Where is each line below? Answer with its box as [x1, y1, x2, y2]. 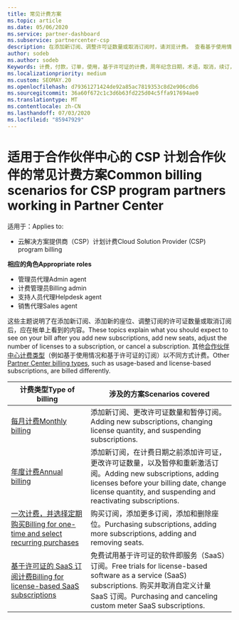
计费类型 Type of [19, 385, 75, 395]
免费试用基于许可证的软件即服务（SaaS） [90, 550, 225, 560]
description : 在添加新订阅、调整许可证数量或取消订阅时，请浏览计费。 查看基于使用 [7, 43, 227, 50]
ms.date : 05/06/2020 [7, 23, 69, 31]
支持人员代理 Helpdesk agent [17, 292, 102, 301]
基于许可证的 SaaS [11, 561, 73, 571]
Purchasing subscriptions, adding [105, 519, 217, 529]
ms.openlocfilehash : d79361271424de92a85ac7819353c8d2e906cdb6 [7, 83, 199, 90]
